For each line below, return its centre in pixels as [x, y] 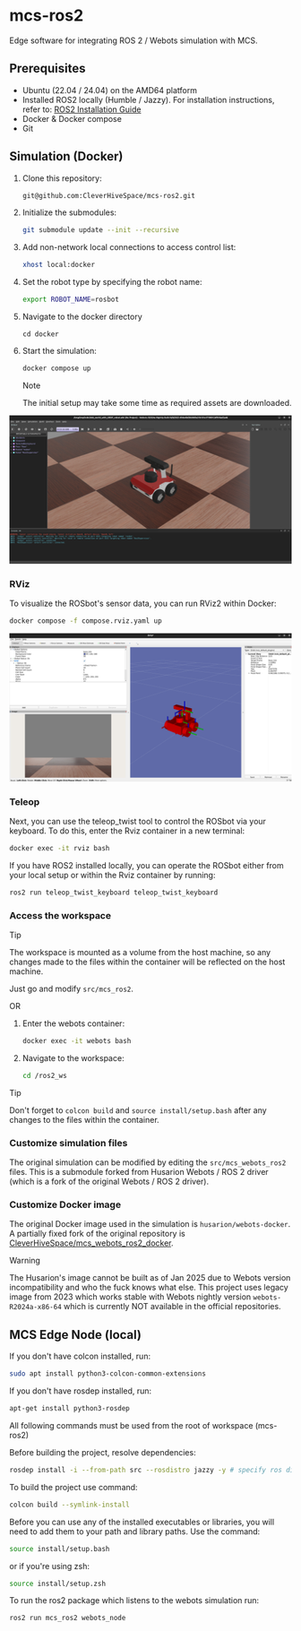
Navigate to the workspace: [73, 1057]
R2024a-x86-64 [36, 1307]
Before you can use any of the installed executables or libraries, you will [142, 1522]
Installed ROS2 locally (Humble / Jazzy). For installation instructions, [148, 99]
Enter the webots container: [73, 1023]
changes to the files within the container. [84, 1119]
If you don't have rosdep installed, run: [81, 1391]
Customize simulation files [69, 1143]
